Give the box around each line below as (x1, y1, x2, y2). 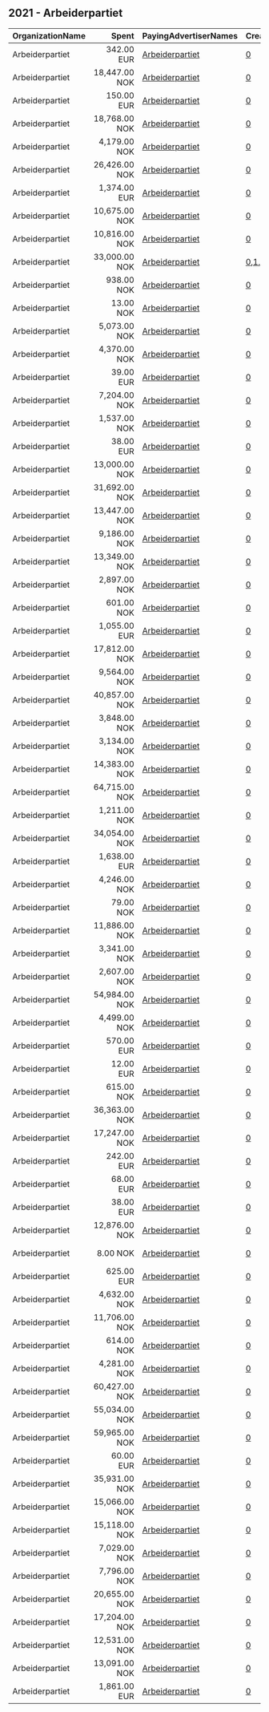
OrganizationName (12, 30, 86, 41)
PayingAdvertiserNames (142, 30, 239, 41)
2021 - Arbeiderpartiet (8, 6, 123, 20)
